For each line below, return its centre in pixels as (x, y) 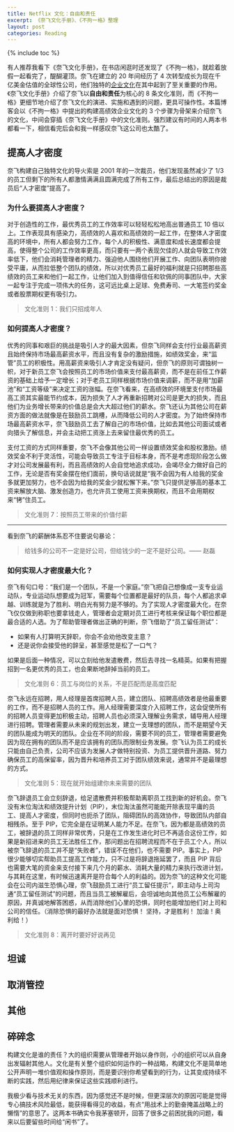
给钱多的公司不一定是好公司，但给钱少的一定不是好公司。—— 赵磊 (120, 550)
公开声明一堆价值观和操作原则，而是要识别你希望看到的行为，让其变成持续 (114, 1072)
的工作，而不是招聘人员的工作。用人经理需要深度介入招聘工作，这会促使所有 (117, 707)
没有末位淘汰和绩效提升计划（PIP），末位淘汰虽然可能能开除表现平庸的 (108, 806)
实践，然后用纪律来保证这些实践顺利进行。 (80, 1080)
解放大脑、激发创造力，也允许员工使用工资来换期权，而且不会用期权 (117, 491)
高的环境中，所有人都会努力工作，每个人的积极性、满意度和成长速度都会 (111, 242)
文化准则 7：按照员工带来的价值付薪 (76, 514)
